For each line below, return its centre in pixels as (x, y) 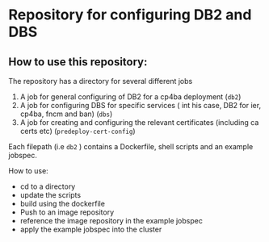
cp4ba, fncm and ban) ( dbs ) (66, 114)
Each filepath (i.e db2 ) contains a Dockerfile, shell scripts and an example (131, 146)
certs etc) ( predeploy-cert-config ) (78, 131)
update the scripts (50, 195)
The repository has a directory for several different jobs (101, 81)
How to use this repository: (78, 62)
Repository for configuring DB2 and (130, 15)
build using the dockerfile (62, 204)
